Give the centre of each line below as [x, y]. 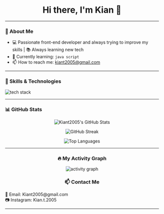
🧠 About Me [19, 31]
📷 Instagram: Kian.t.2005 [31, 200]
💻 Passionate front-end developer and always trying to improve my [80, 42]
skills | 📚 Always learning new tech [48, 50]
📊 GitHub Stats [24, 110]
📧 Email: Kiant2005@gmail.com [37, 194]
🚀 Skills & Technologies [33, 81]
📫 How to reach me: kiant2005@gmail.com [56, 62]
